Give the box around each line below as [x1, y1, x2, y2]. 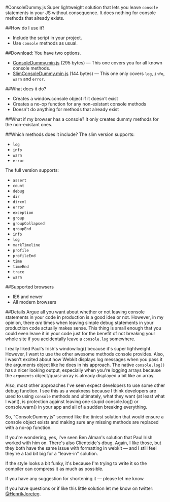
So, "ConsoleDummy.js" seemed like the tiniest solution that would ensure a [5, 414, 164, 420]
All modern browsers [12, 299, 57, 305]
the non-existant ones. [5, 122, 53, 127]
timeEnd [12, 264, 29, 269]
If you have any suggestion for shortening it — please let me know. [5, 476, 145, 481]
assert [12, 178, 27, 183]
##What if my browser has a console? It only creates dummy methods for [5, 116, 159, 122]
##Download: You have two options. [5, 50, 81, 56]
